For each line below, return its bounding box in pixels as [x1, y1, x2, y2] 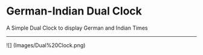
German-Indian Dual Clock [6, 4, 142, 18]
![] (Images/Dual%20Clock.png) [6, 41, 86, 49]
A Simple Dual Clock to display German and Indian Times [6, 24, 148, 31]
